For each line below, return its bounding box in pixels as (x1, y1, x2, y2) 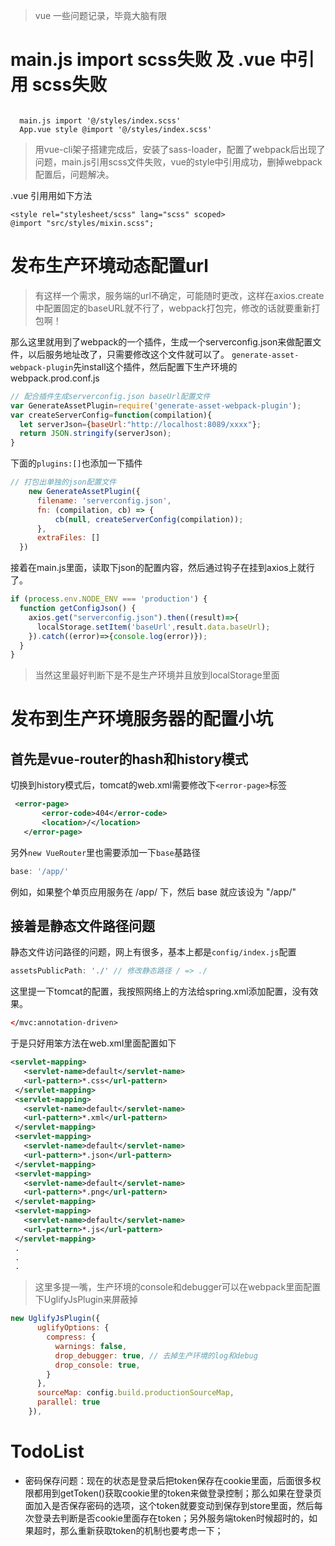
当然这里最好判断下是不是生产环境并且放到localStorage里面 (34, 669, 280, 681)
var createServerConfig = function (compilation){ (10, 410, 213, 420)
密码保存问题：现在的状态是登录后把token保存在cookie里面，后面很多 (24, 1474, 313, 1486)
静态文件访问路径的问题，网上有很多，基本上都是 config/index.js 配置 (10, 946, 297, 958)
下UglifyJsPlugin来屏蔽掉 (34, 1294, 138, 1306)
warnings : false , (54, 1341, 128, 1351)
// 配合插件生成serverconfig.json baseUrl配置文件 (10, 391, 211, 401)
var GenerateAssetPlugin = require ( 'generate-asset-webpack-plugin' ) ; (10, 400, 302, 411)
